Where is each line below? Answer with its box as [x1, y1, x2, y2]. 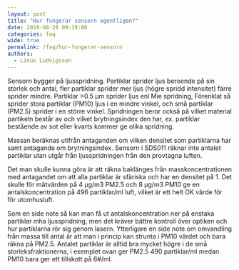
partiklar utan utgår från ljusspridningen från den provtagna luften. [7, 151, 203, 159]
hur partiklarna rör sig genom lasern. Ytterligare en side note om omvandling [7, 224, 233, 233]
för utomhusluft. [7, 195, 55, 204]
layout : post [7, 10, 46, 18]
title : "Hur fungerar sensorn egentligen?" [7, 17, 139, 24]
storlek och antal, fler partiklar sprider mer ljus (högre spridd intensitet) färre [7, 84, 232, 93]
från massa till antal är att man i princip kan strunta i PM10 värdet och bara [7, 231, 226, 240]
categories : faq [7, 30, 56, 38]
